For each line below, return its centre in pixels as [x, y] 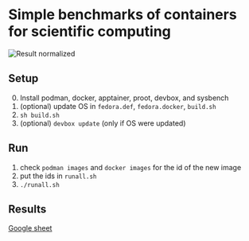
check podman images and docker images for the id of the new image [130, 167]
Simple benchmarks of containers [123, 15]
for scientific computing [89, 31]
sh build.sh [39, 115]
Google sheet [30, 228]
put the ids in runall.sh [58, 176]
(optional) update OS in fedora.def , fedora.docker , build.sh [118, 106]
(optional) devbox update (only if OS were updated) [103, 123]
